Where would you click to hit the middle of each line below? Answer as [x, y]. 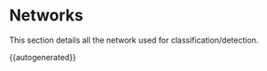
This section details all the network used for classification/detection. [134, 40]
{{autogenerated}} [43, 57]
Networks [47, 16]
